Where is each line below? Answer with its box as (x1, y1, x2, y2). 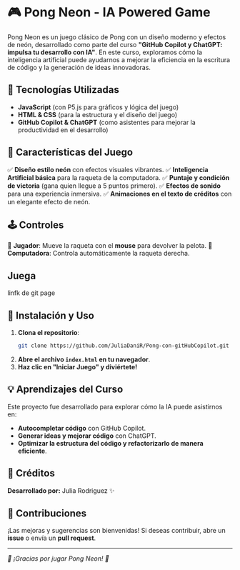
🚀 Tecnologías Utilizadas (7, 84, 119, 96)
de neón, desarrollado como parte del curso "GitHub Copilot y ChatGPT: (7, 40, 223, 49)
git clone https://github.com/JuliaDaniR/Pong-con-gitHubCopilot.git (17, 342, 230, 349)
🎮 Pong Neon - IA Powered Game (7, 4, 211, 21)
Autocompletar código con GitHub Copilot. (17, 424, 146, 432)
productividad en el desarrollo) (17, 125, 109, 134)
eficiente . (17, 446, 48, 455)
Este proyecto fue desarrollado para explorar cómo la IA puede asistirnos (7, 402, 223, 411)
